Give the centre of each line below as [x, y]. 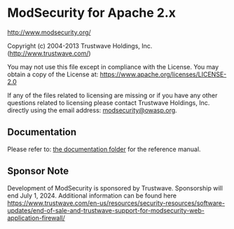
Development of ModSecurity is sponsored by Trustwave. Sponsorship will [115, 188]
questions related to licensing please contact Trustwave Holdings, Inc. [109, 102]
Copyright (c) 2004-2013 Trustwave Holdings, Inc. [80, 46]
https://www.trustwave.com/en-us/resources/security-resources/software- [116, 203]
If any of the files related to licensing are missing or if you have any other [112, 95]
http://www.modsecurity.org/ [49, 32]
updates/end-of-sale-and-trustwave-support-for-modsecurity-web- [106, 210]
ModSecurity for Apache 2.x [92, 13]
